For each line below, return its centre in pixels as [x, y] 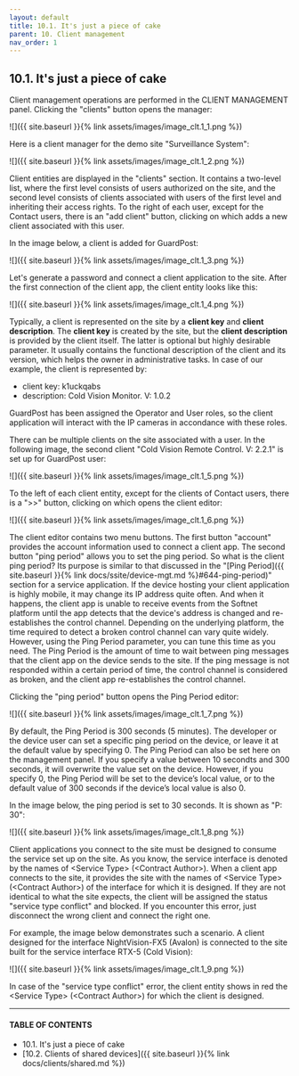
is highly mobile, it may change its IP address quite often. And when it [137, 595]
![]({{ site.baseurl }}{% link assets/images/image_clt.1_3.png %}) [127, 260]
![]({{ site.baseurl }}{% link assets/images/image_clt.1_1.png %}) [126, 127]
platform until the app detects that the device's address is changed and [140, 613]
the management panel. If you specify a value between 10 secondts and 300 [149, 760]
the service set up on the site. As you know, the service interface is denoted [149, 859]
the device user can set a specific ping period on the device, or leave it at [144, 741]
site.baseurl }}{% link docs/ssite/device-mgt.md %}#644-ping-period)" [141, 575]
